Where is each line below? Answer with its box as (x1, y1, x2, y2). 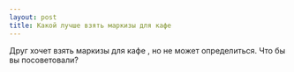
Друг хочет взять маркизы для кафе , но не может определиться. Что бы (9, 45, 285, 55)
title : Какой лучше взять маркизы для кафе (9, 21, 172, 30)
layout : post (9, 12, 57, 22)
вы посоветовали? (9, 54, 79, 65)
